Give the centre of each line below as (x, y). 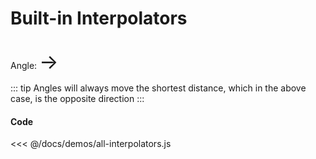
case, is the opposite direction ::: (77, 98)
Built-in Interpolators (99, 18)
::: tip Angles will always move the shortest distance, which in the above (158, 88)
